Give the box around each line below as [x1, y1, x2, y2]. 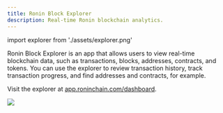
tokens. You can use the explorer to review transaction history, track [7, 64, 203, 72]
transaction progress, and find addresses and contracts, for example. [7, 71, 206, 80]
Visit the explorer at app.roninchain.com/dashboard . [7, 85, 157, 93]
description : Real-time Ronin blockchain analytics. [7, 17, 164, 24]
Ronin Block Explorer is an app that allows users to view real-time [7, 49, 195, 58]
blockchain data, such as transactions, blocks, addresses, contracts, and [7, 56, 217, 64]
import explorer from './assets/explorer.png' [7, 35, 132, 44]
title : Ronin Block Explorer [7, 10, 92, 17]
